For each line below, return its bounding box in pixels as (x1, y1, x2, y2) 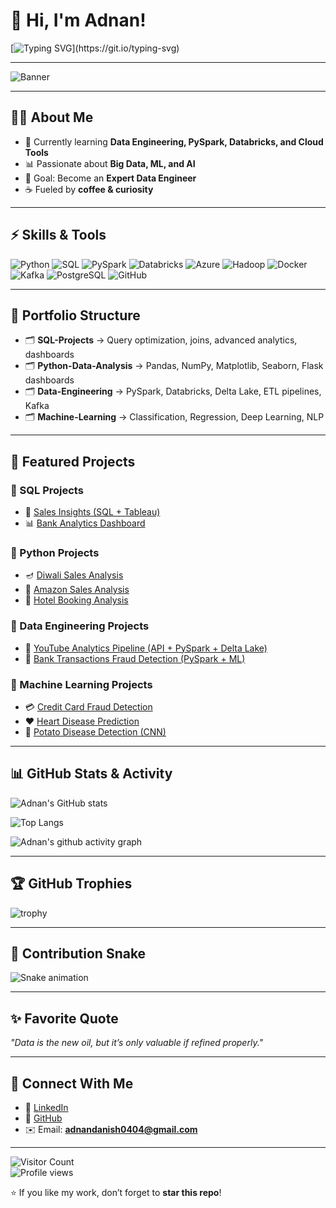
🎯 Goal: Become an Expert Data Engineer (24, 172, 197, 184)
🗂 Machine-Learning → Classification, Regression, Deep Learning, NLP (24, 411, 325, 423)
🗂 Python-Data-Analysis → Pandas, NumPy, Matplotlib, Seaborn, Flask (24, 360, 324, 372)
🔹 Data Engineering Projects (10, 619, 150, 633)
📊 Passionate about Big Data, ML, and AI (24, 157, 196, 169)
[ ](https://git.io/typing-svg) (10, 42, 180, 54)
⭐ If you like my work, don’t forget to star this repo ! (10, 1187, 222, 1199)
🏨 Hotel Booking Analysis (24, 594, 129, 606)
